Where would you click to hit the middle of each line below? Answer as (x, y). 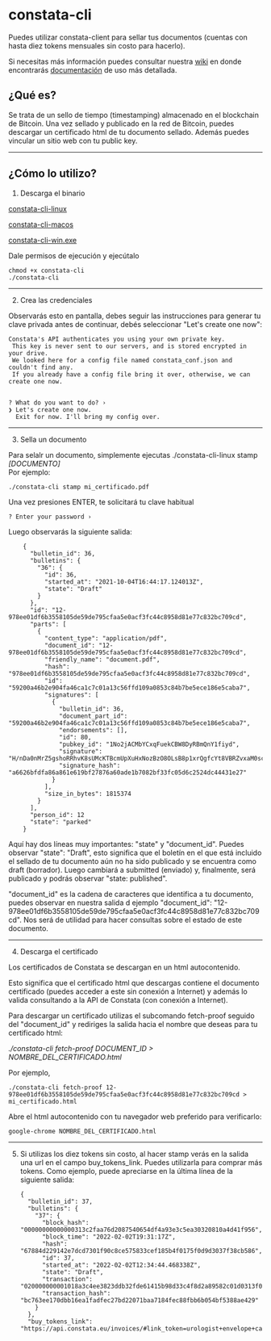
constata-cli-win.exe (43, 240)
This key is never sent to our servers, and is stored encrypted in (129, 346)
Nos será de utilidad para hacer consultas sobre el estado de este (133, 920)
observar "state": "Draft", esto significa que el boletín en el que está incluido (135, 853)
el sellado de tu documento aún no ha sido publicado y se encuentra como (132, 861)
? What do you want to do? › (57, 402)
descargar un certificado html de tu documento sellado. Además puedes (129, 132)
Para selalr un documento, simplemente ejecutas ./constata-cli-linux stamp (133, 455)
